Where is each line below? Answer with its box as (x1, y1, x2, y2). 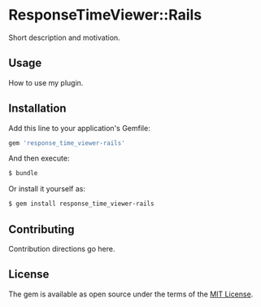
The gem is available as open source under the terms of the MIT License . (8, 289, 254, 299)
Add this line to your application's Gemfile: (8, 123, 150, 133)
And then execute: (8, 153, 70, 164)
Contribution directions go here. (8, 244, 115, 253)
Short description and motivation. (8, 33, 120, 42)
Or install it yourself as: (8, 184, 85, 194)
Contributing (8, 222, 75, 236)
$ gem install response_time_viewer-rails (8, 200, 154, 208)
